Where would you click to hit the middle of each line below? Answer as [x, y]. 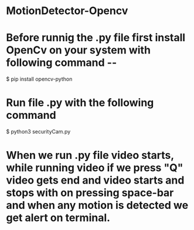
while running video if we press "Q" [95, 168]
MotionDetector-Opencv [67, 11]
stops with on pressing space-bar [90, 193]
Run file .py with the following [80, 103]
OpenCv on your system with [79, 50]
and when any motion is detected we [97, 206]
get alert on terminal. [58, 218]
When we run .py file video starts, [90, 156]
